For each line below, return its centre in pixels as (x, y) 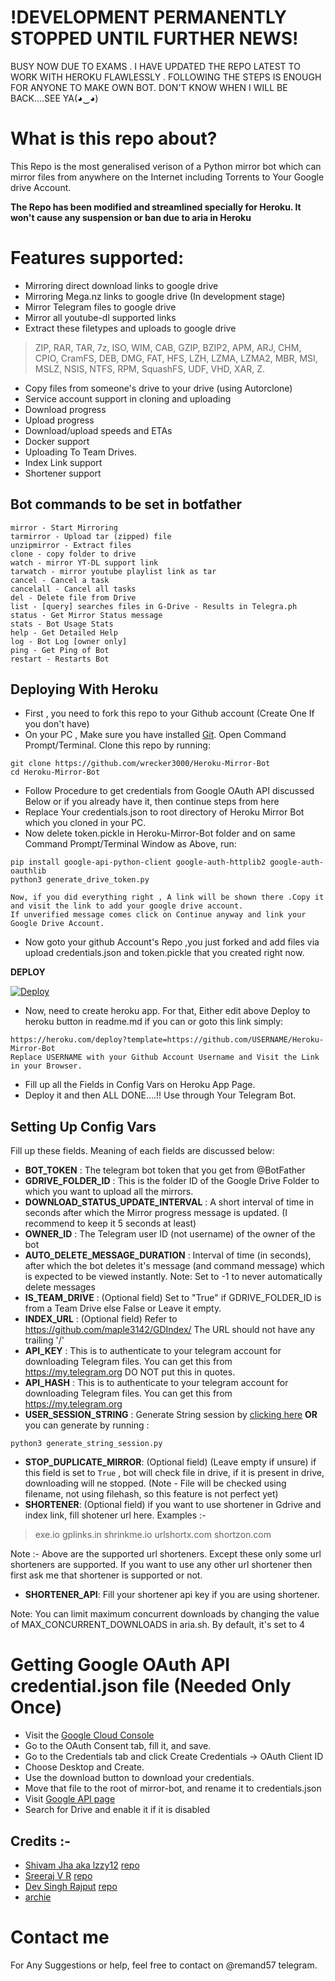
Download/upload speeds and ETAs (98, 430)
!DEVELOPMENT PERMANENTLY (148, 17)
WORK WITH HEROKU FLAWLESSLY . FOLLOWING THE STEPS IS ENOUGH (166, 77)
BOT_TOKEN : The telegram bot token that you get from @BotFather (165, 1170)
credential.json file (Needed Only (151, 1686)
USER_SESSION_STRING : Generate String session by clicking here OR (171, 1415)
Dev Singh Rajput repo (71, 1886)
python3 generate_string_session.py (86, 1444)
